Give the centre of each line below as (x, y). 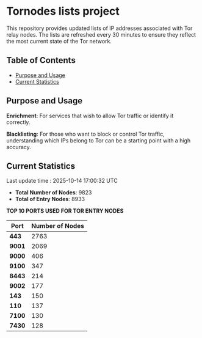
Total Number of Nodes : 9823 (53, 193)
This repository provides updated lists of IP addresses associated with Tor (99, 28)
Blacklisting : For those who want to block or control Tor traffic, (85, 134)
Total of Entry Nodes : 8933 (50, 199)
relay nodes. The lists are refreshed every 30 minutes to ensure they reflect (101, 34)
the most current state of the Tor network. (59, 41)
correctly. (18, 122)
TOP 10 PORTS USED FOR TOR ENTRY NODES (65, 211)
